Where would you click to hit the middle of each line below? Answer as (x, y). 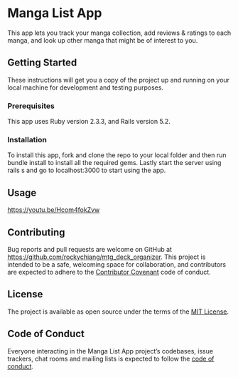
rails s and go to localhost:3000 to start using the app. (87, 170)
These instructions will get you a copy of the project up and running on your (118, 80)
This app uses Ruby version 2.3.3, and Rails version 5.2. (89, 122)
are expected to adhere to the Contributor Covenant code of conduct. (109, 272)
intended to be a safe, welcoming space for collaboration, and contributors (117, 264)
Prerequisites (31, 106)
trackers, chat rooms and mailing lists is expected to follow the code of (111, 359)
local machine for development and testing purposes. (86, 87)
